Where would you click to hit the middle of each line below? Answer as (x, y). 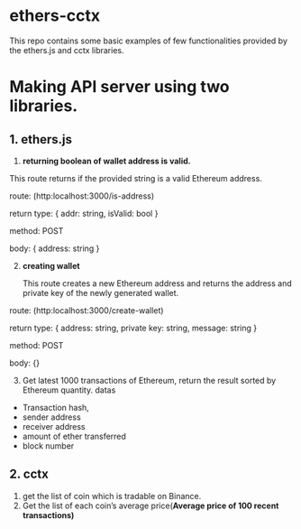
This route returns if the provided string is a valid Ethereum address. (136, 178)
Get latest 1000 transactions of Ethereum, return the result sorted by (149, 380)
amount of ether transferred (74, 436)
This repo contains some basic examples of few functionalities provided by (149, 41)
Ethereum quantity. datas (69, 390)
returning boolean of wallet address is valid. (106, 161)
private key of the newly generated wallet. (100, 292)
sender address (51, 417)
